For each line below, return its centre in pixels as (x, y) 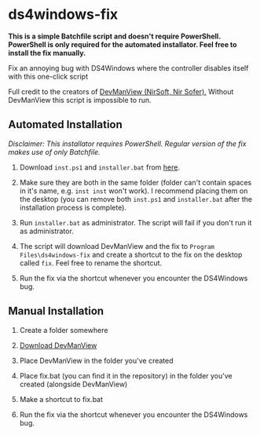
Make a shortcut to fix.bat (61, 399)
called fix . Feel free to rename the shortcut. (91, 263)
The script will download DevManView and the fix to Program (117, 246)
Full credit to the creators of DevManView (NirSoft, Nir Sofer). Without (121, 91)
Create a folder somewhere (64, 330)
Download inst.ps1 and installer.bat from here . (100, 167)
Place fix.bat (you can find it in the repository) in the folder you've (126, 375)
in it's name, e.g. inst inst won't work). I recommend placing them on (134, 191)
